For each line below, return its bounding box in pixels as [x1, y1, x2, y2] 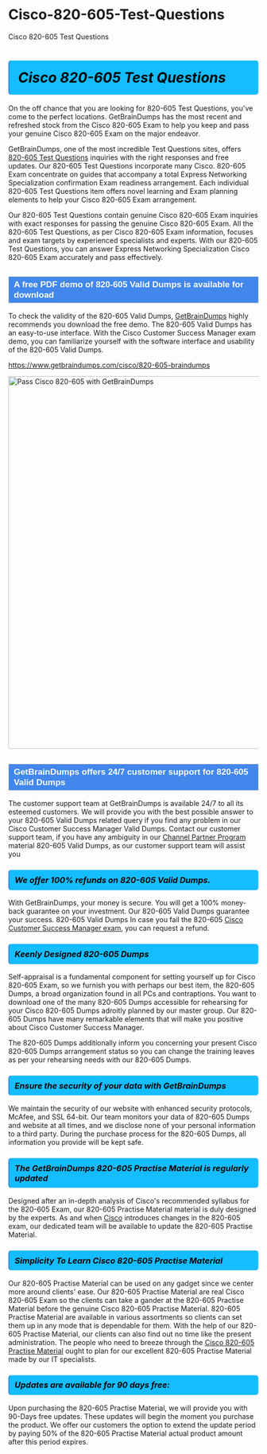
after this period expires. [8, 1437, 89, 1446]
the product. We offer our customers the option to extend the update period [8, 1420, 256, 1429]
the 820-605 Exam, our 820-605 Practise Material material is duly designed [8, 1204, 257, 1214]
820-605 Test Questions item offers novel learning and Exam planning [8, 187, 238, 196]
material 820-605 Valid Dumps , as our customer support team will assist [8, 841, 246, 851]
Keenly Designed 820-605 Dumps [14, 948, 149, 960]
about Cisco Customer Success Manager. [8, 1022, 145, 1032]
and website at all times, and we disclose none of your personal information [8, 1120, 256, 1130]
